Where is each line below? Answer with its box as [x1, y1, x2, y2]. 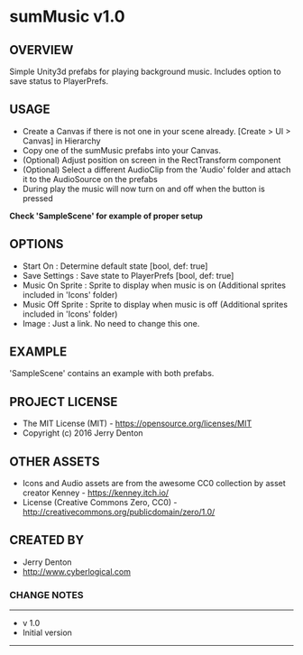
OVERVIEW [9, 42, 74, 58]
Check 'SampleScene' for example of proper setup [9, 210, 203, 221]
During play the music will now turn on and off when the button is [22, 183, 266, 194]
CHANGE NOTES [9, 588, 84, 601]
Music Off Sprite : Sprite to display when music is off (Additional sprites [22, 299, 289, 309]
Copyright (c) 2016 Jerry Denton [22, 428, 143, 438]
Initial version [22, 627, 72, 638]
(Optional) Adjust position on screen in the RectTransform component [22, 154, 281, 165]
